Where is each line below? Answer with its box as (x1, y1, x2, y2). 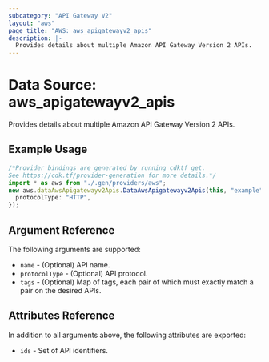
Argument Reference (8, 223, 115, 237)
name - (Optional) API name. (19, 259, 110, 269)
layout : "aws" (8, 19, 56, 27)
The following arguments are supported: (8, 244, 142, 254)
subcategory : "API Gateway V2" (8, 11, 113, 20)
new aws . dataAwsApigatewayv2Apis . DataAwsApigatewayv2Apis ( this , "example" (8, 186, 263, 195)
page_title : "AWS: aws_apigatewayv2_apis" (8, 26, 152, 34)
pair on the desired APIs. (19, 285, 102, 295)
